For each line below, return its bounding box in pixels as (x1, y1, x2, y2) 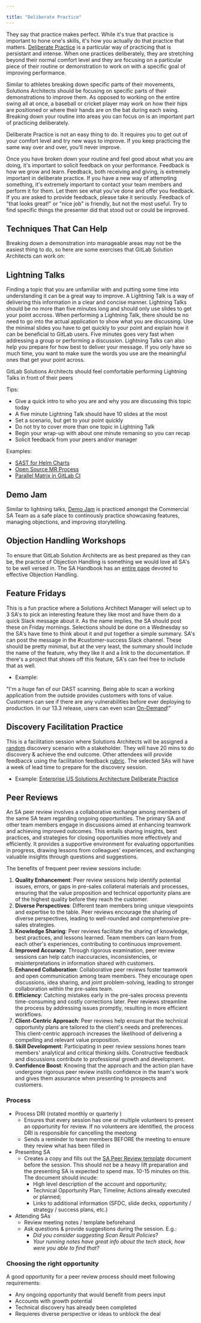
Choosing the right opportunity (6, 1259, 99, 1268)
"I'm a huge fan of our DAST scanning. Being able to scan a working (6, 685, 175, 692)
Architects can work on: (6, 252, 65, 259)
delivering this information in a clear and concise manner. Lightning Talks (6, 299, 187, 306)
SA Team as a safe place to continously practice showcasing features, (6, 512, 180, 519)
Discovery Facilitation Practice (6, 722, 124, 732)
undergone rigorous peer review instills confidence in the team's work (14, 1068, 189, 1076)
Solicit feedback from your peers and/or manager (14, 436, 138, 443)
